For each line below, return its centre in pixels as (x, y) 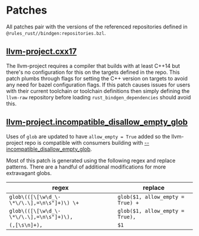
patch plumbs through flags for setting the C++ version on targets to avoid (97, 78)
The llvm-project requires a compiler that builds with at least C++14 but (93, 66)
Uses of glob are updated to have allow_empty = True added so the (88, 136)
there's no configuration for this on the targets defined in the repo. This (93, 72)
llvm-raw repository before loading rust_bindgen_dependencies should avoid (99, 97)
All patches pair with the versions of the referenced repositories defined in (97, 27)
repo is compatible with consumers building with (84, 143)
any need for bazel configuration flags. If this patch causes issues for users (98, 85)
